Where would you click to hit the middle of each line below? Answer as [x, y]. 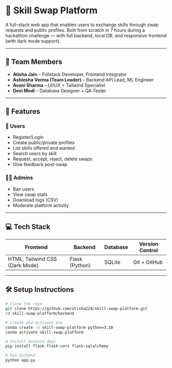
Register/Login [28, 137]
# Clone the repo [24, 304]
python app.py [20, 360]
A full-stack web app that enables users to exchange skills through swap [82, 25]
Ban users [23, 189]
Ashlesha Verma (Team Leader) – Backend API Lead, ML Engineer [83, 79]
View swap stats [30, 194]
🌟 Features [23, 111]
